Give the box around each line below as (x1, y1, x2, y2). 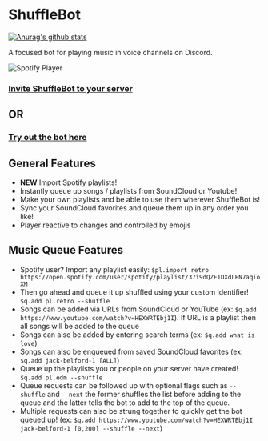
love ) (19, 338, 38, 347)
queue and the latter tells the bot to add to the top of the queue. (19, 398, 230, 407)
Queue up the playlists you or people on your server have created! (19, 363, 238, 373)
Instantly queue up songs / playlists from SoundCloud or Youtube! (19, 186, 238, 195)
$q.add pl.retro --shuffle (19, 297, 110, 305)
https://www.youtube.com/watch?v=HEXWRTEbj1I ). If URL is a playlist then (19, 312, 256, 322)
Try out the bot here (8, 132, 87, 143)
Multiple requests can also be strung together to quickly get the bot (19, 406, 242, 415)
